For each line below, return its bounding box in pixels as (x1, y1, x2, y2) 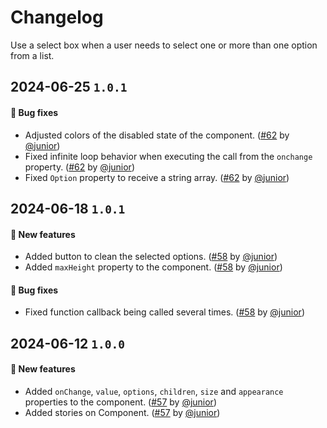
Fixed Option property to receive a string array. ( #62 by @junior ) (24, 171, 290, 183)
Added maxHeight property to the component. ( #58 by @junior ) (24, 261, 283, 273)
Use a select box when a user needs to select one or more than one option (10, 39, 318, 51)
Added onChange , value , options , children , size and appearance (24, 385, 284, 397)
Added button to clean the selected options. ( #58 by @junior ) (24, 251, 278, 263)
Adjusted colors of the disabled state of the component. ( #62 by (24, 129, 290, 141)
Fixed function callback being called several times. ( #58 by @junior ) (24, 306, 305, 318)
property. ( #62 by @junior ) (24, 161, 135, 173)
